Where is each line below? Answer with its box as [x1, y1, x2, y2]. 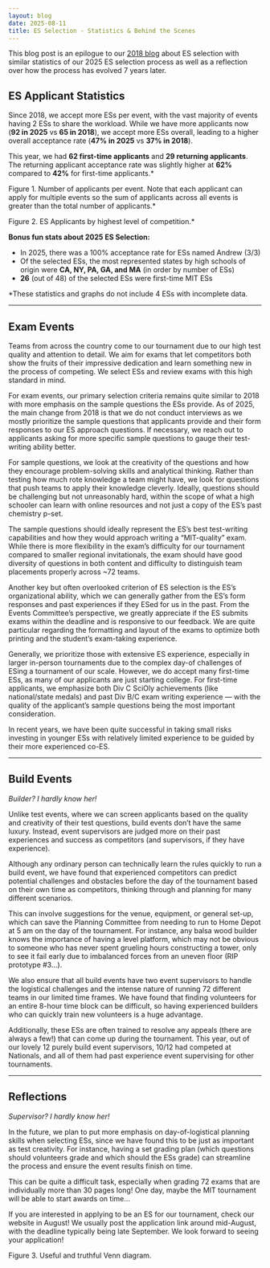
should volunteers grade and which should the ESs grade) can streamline [8, 1152, 252, 1162]
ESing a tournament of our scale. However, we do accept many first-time [8, 667, 250, 675]
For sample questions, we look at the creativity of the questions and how [8, 458, 249, 467]
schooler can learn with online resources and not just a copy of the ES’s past [8, 500, 262, 510]
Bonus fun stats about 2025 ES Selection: [8, 232, 150, 242]
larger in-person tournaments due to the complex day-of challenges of [8, 658, 243, 667]
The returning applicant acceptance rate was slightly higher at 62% [8, 160, 233, 169]
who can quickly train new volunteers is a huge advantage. [8, 1009, 203, 1019]
